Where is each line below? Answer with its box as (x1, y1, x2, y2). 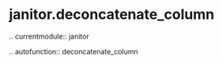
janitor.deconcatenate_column (9, 6, 215, 24)
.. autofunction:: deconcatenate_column (9, 46, 139, 56)
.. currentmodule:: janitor (9, 31, 89, 41)
